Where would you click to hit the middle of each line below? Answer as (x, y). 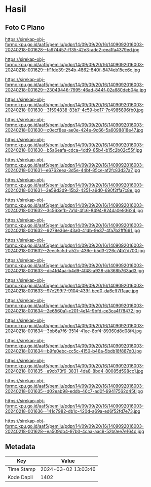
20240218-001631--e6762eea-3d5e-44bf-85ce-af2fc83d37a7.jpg (73, 170)
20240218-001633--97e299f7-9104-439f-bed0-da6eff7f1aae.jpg (72, 291)
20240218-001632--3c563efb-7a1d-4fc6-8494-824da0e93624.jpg (74, 210)
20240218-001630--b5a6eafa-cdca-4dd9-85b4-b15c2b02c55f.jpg (74, 150)
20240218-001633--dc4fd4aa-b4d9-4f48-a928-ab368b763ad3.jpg (75, 271)
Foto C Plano (25, 27)
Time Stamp (22, 469)
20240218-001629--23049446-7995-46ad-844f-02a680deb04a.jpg (76, 90)
